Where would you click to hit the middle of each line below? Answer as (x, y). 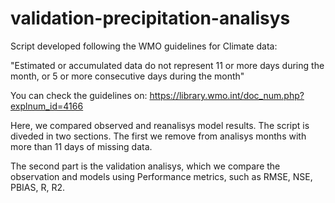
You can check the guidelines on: (79, 95)
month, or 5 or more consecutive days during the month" (127, 76)
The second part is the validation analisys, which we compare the (145, 166)
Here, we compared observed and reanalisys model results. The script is (160, 125)
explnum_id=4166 (47, 106)
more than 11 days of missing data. (81, 146)
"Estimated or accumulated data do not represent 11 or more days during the (167, 65)
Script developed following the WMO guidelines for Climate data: (144, 46)
